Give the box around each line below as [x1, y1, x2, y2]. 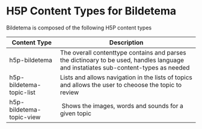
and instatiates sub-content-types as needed [60, 63, 190, 71]
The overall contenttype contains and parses [60, 48, 186, 56]
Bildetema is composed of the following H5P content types [6, 24, 152, 31]
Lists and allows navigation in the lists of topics [60, 73, 192, 82]
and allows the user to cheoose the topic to [60, 80, 182, 89]
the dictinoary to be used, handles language [60, 56, 185, 64]
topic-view [9, 113, 41, 121]
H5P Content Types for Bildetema [6, 4, 177, 18]
